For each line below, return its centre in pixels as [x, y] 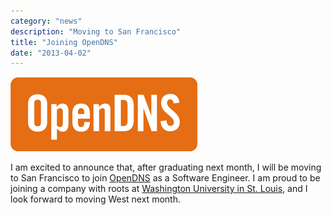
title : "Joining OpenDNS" [64, 42]
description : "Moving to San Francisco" [96, 31]
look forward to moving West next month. [95, 199]
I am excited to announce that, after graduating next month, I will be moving [166, 167]
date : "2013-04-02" [51, 53]
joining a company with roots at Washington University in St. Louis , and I [159, 189]
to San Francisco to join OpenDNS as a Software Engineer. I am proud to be [165, 178]
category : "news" [46, 21]
